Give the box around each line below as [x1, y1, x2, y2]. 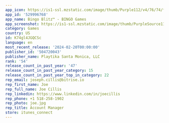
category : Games [5, 26, 39, 31]
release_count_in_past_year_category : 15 [5, 68, 94, 73]
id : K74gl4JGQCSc [5, 36, 42, 41]
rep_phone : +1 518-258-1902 [5, 96, 64, 101]
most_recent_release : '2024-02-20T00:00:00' [5, 45, 100, 50]
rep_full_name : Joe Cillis [5, 86, 62, 92]
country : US [5, 31, 30, 36]
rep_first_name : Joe [5, 82, 49, 87]
